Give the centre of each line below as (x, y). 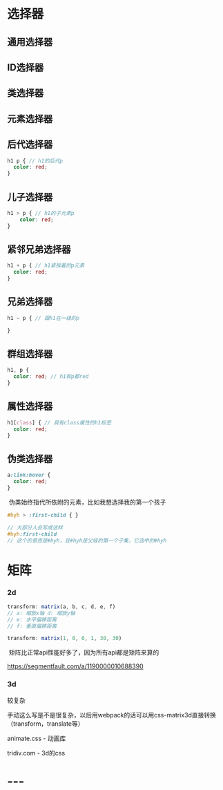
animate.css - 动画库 (37, 738)
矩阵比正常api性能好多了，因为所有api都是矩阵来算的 (84, 652)
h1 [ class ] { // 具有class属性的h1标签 (59, 422)
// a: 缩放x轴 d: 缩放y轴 (41, 613)
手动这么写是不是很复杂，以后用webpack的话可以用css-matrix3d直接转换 (111, 715)
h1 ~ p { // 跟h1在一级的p (43, 318)
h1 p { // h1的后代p (35, 161)
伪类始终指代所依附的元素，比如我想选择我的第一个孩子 (87, 502)
